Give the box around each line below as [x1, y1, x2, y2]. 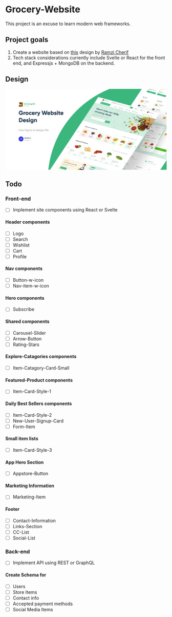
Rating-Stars [12, 341, 40, 348]
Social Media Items [12, 606, 53, 612]
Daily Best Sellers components [5, 400, 72, 407]
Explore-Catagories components [5, 353, 77, 360]
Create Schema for [5, 571, 47, 578]
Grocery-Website [5, 4, 81, 15]
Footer [5, 506, 20, 512]
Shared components [5, 318, 50, 324]
